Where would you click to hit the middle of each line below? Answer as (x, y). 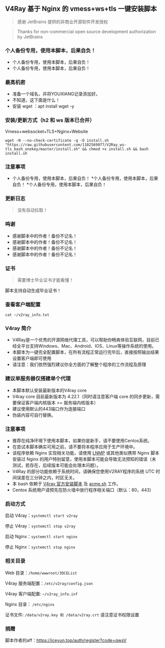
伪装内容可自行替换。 (34, 415)
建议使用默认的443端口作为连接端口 (49, 409)
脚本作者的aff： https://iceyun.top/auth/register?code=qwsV (66, 640)
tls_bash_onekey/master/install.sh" (43, 149)
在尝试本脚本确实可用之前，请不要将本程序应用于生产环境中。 (75, 447)
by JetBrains (30, 36)
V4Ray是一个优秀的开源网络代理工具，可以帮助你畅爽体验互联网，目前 (83, 340)
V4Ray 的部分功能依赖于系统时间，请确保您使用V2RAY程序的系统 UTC (83, 471)
